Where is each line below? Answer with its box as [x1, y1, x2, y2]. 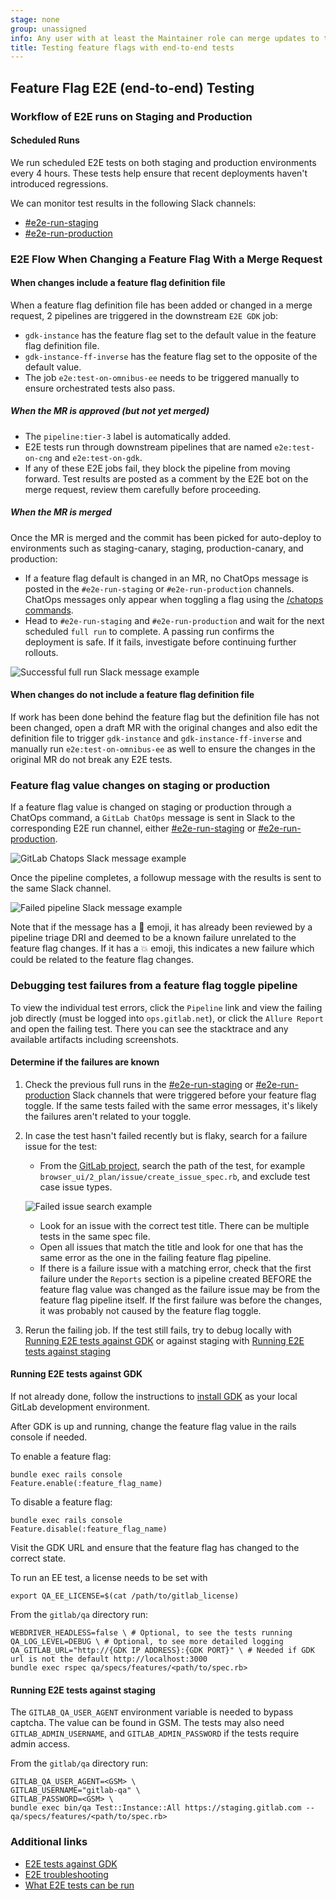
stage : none [10, 14, 60, 25]
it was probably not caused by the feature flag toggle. [39, 1304, 262, 1316]
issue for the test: [24, 1140, 98, 1152]
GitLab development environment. [10, 1401, 150, 1413]
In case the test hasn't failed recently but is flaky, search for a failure [24, 1129, 308, 1141]
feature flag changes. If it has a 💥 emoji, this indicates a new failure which [10, 942, 315, 955]
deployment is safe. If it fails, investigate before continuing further [24, 636, 297, 648]
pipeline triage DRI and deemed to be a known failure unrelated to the [10, 932, 297, 944]
